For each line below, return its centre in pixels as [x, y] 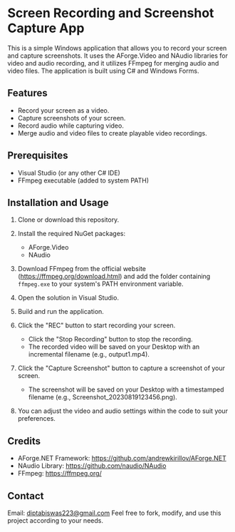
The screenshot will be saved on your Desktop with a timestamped [126, 389]
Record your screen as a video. [63, 110]
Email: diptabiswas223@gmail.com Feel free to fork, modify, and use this [114, 513]
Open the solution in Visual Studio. [68, 298]
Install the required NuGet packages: [72, 234]
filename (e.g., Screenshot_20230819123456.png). [103, 397]
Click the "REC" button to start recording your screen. [96, 325]
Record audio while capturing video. [71, 126]
